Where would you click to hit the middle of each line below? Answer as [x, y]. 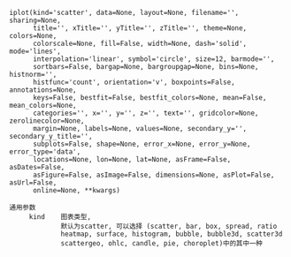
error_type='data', [45, 152]
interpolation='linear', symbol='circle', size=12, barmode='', [153, 59]
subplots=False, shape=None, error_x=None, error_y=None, [142, 144]
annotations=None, [43, 90]
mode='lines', [35, 51]
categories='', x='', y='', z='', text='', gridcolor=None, [145, 113]
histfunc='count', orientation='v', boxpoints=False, [134, 82]
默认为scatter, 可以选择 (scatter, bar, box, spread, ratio [169, 226]
